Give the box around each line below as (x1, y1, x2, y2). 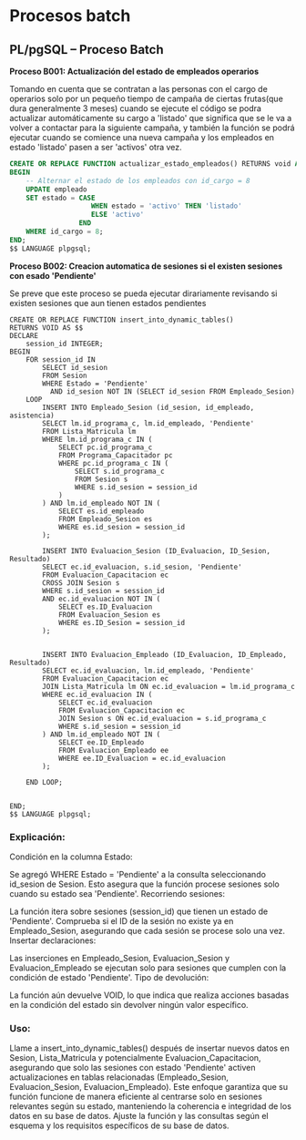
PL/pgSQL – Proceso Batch (9, 42, 164, 57)
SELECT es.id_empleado (57, 507, 145, 516)
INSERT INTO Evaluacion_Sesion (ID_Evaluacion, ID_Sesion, (42, 546, 271, 556)
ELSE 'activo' (90, 211, 145, 220)
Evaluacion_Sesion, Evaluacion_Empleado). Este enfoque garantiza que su (9, 1082, 289, 1093)
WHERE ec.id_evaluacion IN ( (42, 690, 153, 699)
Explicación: (9, 830, 66, 843)
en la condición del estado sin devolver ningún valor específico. (9, 999, 249, 1010)
